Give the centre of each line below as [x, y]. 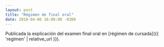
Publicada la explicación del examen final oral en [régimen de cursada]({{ [82, 34]
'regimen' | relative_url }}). [32, 39]
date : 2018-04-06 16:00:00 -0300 [41, 19]
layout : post [19, 10]
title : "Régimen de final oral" [39, 15]
